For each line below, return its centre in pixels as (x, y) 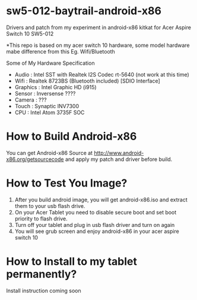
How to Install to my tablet (72, 261)
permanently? (42, 274)
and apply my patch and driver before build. (119, 159)
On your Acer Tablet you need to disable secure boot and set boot (96, 212)
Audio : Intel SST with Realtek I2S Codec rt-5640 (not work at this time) (102, 74)
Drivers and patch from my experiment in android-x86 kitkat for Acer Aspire (99, 27)
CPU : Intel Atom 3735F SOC (50, 112)
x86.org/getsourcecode (35, 159)
